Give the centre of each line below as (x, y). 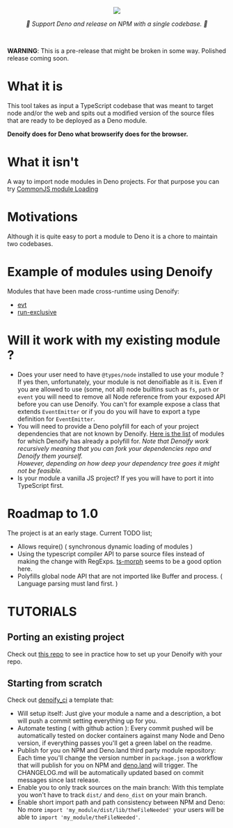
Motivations (42, 217)
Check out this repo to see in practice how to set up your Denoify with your (115, 654)
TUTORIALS (42, 612)
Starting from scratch (55, 683)
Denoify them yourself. (50, 456)
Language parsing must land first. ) (67, 583)
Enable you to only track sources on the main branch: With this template (120, 788)
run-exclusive (37, 312)
